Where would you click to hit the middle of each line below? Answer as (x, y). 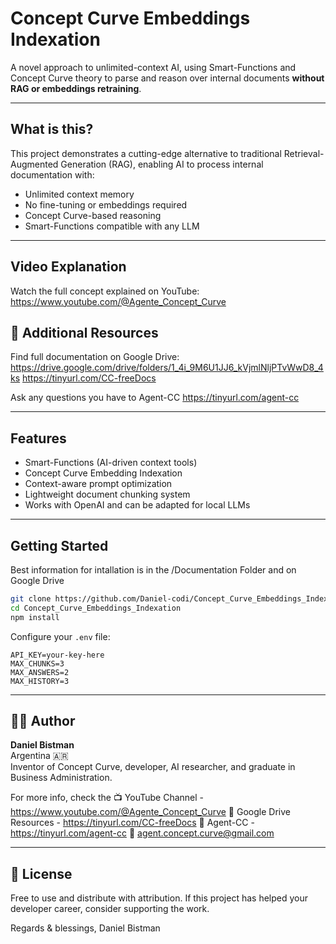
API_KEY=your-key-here (57, 655)
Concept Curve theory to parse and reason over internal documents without (167, 78)
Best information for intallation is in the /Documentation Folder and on (153, 570)
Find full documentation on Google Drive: (95, 357)
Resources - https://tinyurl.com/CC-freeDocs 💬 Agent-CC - (132, 823)
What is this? (52, 129)
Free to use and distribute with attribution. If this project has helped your (159, 898)
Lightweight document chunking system (107, 494)
